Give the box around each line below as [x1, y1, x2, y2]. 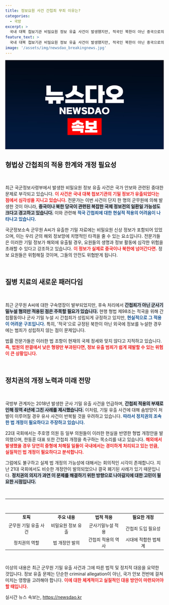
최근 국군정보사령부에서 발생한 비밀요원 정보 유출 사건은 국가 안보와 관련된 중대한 [5, 184, 164, 191]
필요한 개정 [132, 514, 154, 520]
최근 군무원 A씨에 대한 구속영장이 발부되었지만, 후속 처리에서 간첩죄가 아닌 [5, 302, 150, 308]
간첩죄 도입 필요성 [125, 525, 161, 531]
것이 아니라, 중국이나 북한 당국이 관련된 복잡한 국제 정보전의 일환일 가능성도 [14, 204, 161, 210]
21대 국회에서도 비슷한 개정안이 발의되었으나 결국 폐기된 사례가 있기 [10, 466, 143, 472]
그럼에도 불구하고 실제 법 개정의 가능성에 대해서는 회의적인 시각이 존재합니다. [5, 459, 156, 465]
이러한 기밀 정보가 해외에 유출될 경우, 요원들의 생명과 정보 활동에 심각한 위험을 [10, 239, 163, 245]
